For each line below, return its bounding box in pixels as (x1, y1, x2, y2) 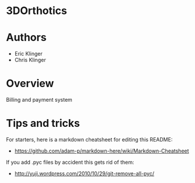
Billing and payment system (6, 96, 73, 103)
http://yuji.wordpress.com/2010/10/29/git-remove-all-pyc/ (14, 170, 155, 177)
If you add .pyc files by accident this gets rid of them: (6, 159, 134, 165)
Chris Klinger (14, 57, 46, 64)
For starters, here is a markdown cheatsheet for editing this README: (6, 136, 173, 143)
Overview (6, 77, 54, 90)
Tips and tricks (6, 117, 80, 130)
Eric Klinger (14, 50, 43, 57)
